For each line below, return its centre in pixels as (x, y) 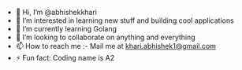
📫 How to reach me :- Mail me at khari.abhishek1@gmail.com (116, 46)
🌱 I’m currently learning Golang (66, 29)
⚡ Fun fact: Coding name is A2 (65, 58)
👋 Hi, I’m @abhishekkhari (56, 12)
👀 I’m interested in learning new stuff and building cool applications (125, 20)
